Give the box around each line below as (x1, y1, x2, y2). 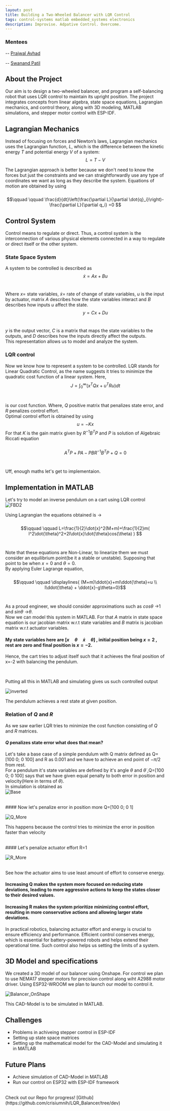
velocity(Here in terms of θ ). (5, 778, 64, 784)
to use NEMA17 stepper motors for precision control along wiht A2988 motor (5, 976, 165, 982)
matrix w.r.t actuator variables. (5, 625, 69, 631)
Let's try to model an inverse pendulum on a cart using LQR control (5, 497, 146, 503)
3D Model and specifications (5, 957, 98, 966)
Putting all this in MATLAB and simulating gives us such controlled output (5, 679, 158, 685)
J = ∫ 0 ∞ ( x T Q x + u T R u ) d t (70, 382, 121, 390)
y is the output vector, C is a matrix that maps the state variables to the (5, 328, 153, 334)
